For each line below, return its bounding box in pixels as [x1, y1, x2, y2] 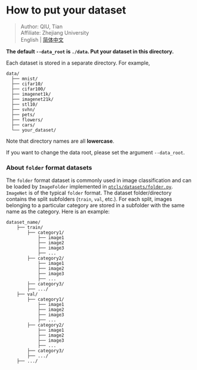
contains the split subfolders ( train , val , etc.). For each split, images [6, 196, 172, 203]
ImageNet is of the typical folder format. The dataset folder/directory [6, 189, 172, 197]
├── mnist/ [11, 76, 38, 82]
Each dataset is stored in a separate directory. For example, [6, 59, 151, 66]
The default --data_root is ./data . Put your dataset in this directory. [6, 48, 174, 55]
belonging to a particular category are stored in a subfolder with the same [6, 202, 185, 209]
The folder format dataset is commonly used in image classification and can [6, 177, 192, 184]
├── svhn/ [11, 106, 35, 112]
